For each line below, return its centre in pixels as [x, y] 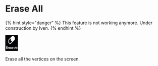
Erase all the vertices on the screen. [42, 59]
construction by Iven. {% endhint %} [43, 28]
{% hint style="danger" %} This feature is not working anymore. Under [79, 23]
